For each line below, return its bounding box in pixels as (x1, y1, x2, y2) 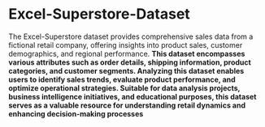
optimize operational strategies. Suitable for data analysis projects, (8, 83, 241, 93)
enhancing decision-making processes (8, 108, 144, 118)
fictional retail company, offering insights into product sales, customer (8, 40, 243, 49)
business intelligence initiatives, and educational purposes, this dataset (8, 91, 257, 101)
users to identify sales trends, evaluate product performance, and (8, 74, 236, 84)
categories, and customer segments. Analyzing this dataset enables (8, 66, 245, 75)
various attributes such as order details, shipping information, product (8, 57, 252, 67)
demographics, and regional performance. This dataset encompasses (8, 49, 245, 58)
